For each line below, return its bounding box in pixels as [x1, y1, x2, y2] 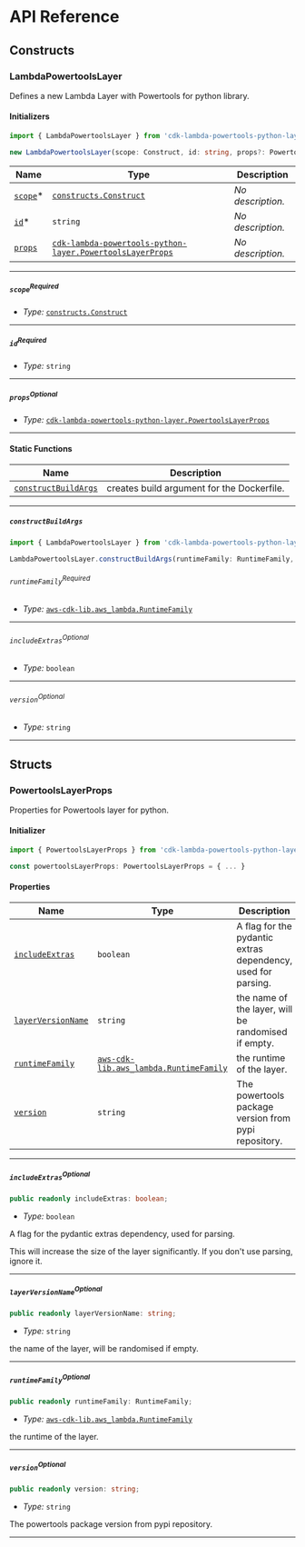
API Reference [9, 6, 120, 27]
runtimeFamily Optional [9, 1372, 91, 1385]
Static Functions [9, 444, 73, 454]
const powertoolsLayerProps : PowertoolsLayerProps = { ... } [9, 862, 246, 871]
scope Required [9, 282, 59, 294]
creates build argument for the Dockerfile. [106, 482, 285, 494]
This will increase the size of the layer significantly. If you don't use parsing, [9, 1245, 293, 1256]
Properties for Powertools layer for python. [9, 804, 170, 815]
